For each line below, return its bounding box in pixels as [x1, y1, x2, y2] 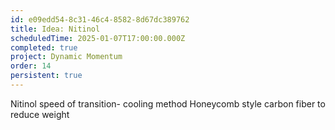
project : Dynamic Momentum [10, 52, 123, 62]
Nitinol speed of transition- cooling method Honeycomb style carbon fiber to [10, 97, 326, 110]
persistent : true [10, 71, 83, 81]
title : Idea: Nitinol [10, 24, 101, 34]
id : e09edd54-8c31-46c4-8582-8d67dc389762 [10, 14, 190, 25]
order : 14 [10, 61, 52, 71]
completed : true [10, 42, 78, 53]
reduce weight [10, 108, 70, 120]
